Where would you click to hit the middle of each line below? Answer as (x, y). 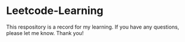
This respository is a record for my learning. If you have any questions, (93, 27)
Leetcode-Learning (55, 11)
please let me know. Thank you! (45, 33)
